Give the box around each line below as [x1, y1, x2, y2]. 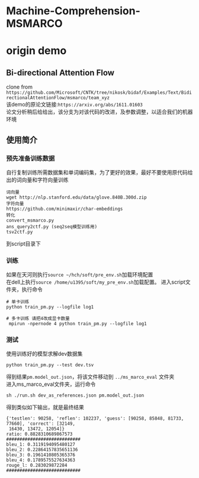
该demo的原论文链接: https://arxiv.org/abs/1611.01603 [6, 101, 143, 108]
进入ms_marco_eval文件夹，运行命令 [6, 380, 96, 388]
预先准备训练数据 [6, 154, 55, 162]
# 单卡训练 [6, 299, 30, 305]
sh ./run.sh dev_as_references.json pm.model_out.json [6, 392, 145, 399]
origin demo [6, 44, 67, 58]
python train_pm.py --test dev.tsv [6, 362, 94, 368]
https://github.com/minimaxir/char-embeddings [6, 206, 123, 212]
